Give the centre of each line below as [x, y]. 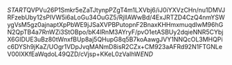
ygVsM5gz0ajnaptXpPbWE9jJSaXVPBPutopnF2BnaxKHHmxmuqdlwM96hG [115, 25]
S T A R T [17, 10]
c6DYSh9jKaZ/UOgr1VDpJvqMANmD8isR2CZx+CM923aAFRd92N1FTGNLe [115, 47]
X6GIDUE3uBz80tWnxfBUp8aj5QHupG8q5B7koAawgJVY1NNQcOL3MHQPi [115, 39]
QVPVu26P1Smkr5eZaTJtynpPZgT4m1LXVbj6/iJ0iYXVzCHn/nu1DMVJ [126, 10]
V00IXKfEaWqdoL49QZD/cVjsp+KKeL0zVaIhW [74, 54]
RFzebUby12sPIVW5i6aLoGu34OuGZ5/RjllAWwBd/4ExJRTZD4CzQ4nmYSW [116, 17]
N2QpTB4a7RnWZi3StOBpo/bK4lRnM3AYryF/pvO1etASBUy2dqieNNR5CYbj [115, 32]
